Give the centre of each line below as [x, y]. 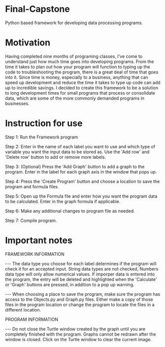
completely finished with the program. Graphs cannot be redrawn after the [81, 334]
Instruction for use [44, 123]
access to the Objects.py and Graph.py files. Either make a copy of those [79, 299]
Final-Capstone [37, 9]
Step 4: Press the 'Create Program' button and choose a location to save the [82, 181]
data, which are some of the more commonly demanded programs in [75, 98]
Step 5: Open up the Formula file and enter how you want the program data [81, 196]
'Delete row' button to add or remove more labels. [56, 157]
